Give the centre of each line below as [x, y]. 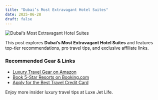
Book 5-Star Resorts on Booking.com [50, 77]
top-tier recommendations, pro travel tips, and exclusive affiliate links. [77, 48]
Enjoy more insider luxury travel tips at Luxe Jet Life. [59, 92]
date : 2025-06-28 [23, 14]
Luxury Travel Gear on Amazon [44, 72]
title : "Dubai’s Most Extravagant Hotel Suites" [57, 10]
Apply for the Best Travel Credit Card [50, 82]
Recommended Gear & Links [40, 61]
